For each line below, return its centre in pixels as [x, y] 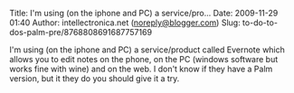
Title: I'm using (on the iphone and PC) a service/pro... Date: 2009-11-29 [144, 13]
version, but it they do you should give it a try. [95, 79]
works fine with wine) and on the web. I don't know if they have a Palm [141, 69]
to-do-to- [261, 23]
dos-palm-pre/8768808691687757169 [81, 32]
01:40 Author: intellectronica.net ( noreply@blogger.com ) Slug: [125, 23]
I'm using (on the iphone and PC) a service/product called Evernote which [147, 50]
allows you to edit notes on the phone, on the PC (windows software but [144, 59]
